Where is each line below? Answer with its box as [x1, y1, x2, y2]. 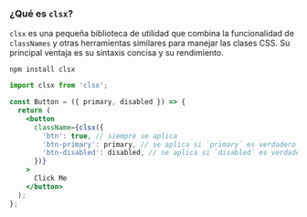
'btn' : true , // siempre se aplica [42, 131, 178, 140]
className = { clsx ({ [33, 122, 104, 132]
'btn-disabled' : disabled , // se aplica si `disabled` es [42, 149, 268, 158]
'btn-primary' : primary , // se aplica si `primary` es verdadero [42, 139, 297, 149]
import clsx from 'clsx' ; [9, 81, 108, 90]
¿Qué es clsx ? [9, 7, 74, 20]
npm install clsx [9, 65, 76, 75]
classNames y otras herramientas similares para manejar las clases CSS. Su [9, 37, 291, 48]
